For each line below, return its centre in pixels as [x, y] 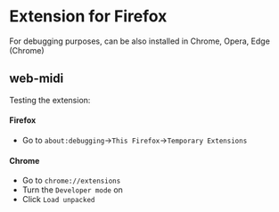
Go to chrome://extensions [71, 181]
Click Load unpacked [58, 200]
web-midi [37, 79]
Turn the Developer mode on [72, 190]
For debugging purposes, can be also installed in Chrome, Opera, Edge [139, 41]
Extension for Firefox [88, 16]
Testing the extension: [50, 100]
